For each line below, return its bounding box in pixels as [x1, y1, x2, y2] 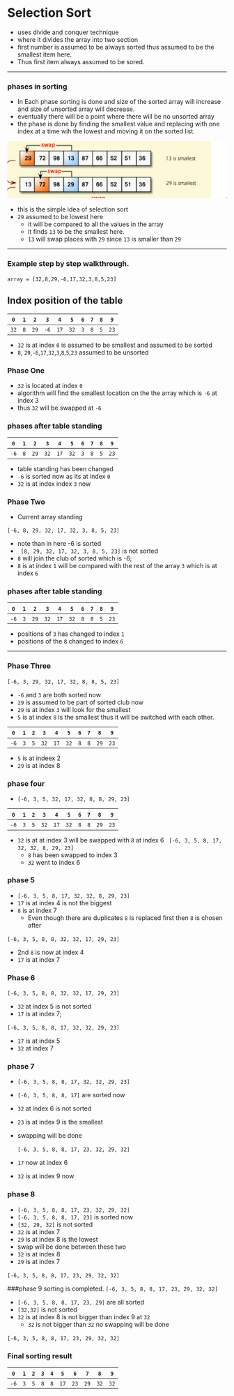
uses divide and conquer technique [17, 28, 119, 36]
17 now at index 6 [17, 1159, 68, 1167]
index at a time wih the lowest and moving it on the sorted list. [17, 127, 195, 135]
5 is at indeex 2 [17, 754, 61, 762]
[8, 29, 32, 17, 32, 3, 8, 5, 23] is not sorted [20, 547, 159, 555]
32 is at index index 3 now [17, 480, 91, 488]
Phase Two [7, 497, 45, 507]
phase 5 [7, 875, 35, 885]
